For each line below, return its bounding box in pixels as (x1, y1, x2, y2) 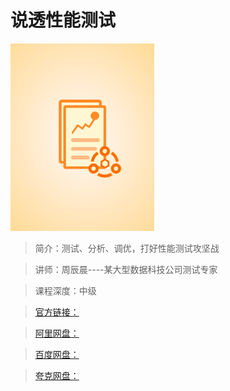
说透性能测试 (10, 9, 117, 32)
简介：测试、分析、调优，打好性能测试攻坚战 (34, 242, 220, 254)
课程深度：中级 (34, 284, 97, 296)
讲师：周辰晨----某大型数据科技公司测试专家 (34, 263, 218, 275)
